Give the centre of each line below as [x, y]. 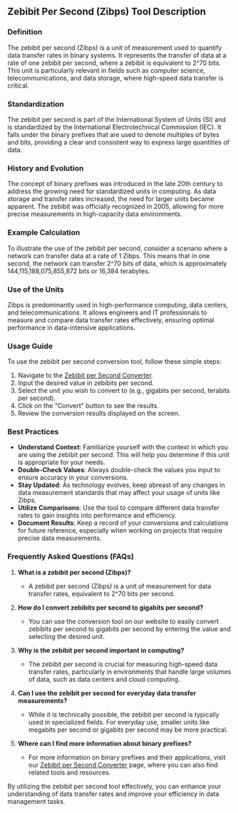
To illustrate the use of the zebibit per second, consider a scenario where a [118, 248]
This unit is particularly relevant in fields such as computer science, [106, 70]
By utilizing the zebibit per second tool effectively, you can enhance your [114, 786]
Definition [25, 32]
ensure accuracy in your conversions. [73, 478]
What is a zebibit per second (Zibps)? [74, 572]
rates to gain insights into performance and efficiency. [97, 516]
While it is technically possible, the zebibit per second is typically [124, 714]
